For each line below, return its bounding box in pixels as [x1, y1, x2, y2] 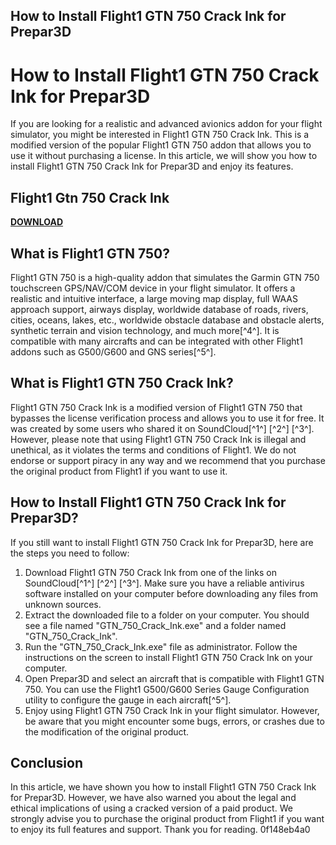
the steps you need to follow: [10, 547, 130, 559]
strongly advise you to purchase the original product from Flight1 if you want [10, 813, 325, 825]
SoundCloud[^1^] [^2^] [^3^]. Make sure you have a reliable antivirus [24, 577, 305, 589]
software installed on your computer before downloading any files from [24, 587, 319, 599]
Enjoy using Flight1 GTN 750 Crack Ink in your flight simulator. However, [24, 704, 320, 716]
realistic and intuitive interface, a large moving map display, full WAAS [10, 292, 298, 304]
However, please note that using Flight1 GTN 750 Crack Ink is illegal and [10, 433, 307, 445]
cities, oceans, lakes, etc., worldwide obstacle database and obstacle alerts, [10, 314, 325, 326]
